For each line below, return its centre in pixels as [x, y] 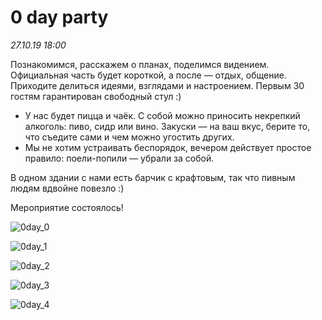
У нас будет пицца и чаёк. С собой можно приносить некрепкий [162, 115]
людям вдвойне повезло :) [67, 188]
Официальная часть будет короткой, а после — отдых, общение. [148, 75]
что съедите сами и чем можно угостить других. [129, 137]
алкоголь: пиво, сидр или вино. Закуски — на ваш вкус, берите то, [167, 126]
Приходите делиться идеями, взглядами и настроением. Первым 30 [157, 85]
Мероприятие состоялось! [67, 207]
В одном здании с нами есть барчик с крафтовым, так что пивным [153, 177]
